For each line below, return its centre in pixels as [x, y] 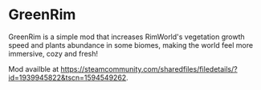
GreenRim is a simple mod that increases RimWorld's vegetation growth [126, 37]
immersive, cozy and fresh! [53, 53]
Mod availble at [34, 68]
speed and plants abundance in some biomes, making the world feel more [131, 45]
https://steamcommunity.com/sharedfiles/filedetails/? [149, 68]
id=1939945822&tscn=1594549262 [67, 77]
